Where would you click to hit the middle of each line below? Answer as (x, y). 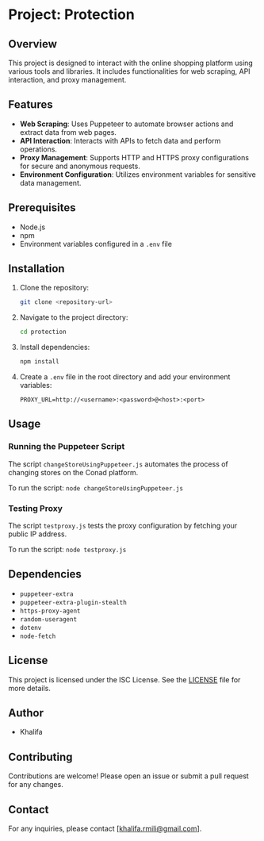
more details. (30, 688)
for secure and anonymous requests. (80, 166)
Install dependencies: (55, 348)
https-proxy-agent (50, 611)
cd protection (43, 332)
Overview (33, 44)
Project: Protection (71, 15)
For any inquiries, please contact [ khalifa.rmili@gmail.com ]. (105, 829)
